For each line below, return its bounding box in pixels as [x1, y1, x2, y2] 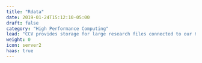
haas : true [6, 48, 34, 54]
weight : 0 [6, 37, 31, 43]
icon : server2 [6, 43, 42, 49]
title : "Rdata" [6, 8, 44, 15]
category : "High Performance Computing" [6, 25, 109, 32]
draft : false [6, 20, 39, 26]
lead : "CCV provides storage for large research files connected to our [6, 31, 192, 37]
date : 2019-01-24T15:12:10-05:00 [6, 14, 90, 20]
